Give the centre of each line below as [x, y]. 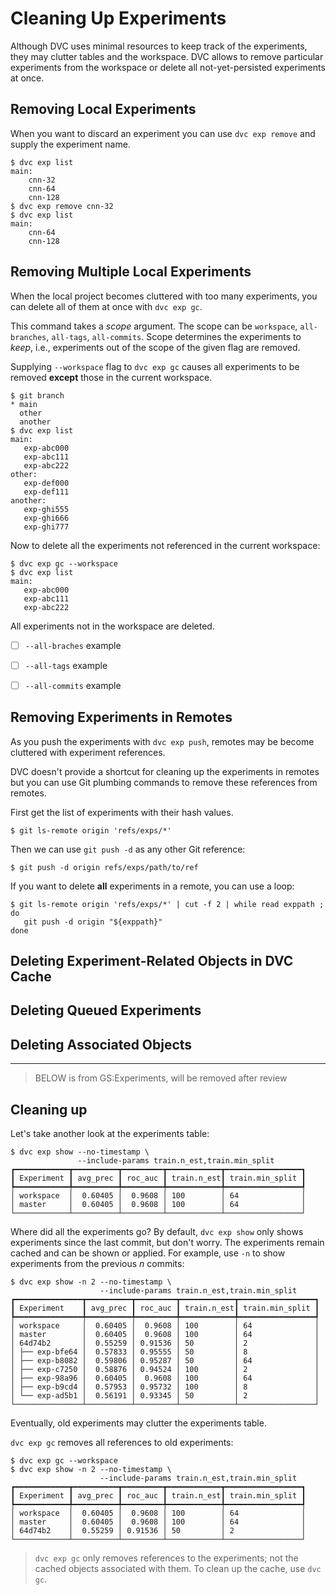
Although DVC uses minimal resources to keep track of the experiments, [159, 46]
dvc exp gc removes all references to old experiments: [122, 1442]
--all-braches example [73, 645]
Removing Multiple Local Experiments [131, 272]
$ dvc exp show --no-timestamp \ [80, 1152]
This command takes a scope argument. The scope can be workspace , [154, 326]
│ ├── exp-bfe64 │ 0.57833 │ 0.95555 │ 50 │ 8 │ [165, 1352]
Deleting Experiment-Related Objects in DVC [152, 960]
